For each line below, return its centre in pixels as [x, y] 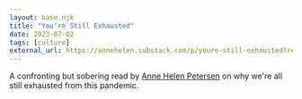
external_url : [36, 51]
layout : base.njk [42, 17]
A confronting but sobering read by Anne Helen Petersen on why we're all [146, 76]
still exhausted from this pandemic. [74, 86]
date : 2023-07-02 [42, 34]
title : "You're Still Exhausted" [72, 26]
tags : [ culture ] [40, 42]
